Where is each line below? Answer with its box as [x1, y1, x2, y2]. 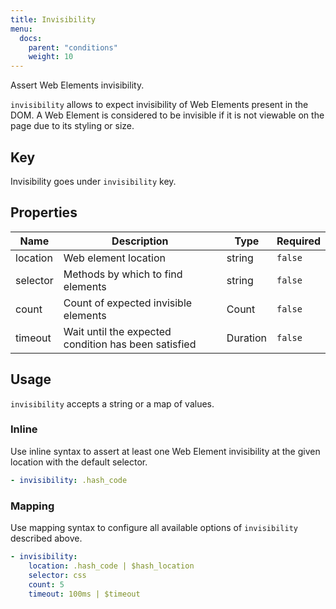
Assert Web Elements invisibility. [10, 79, 145, 91]
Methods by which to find [63, 267, 183, 281]
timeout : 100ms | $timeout [28, 589, 141, 599]
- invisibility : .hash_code [10, 475, 128, 485]
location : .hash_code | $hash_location [28, 561, 195, 571]
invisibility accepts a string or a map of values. [10, 397, 215, 410]
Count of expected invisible [63, 296, 193, 310]
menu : [10, 24, 33, 34]
